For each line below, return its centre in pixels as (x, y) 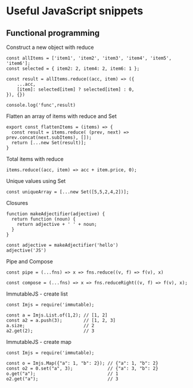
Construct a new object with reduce (50, 47)
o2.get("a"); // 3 (62, 379)
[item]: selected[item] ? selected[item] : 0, (76, 89)
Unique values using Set (36, 181)
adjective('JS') (26, 250)
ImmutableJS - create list (37, 294)
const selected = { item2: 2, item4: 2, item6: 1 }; (73, 69)
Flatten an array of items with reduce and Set (62, 116)
